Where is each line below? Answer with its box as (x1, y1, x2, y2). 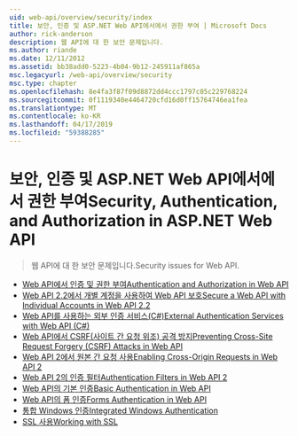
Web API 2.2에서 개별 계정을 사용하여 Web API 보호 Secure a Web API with (21, 290, 286, 300)
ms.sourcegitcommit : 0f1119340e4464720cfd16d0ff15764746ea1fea (9, 95, 248, 105)
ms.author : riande (9, 46, 77, 55)
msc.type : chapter (9, 79, 77, 88)
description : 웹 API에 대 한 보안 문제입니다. (9, 37, 164, 47)
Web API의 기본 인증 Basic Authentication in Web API (21, 383, 211, 393)
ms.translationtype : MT (9, 104, 98, 113)
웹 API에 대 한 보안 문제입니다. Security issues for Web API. (30, 260, 239, 270)
